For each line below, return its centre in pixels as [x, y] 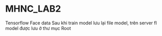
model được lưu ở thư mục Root [38, 28]
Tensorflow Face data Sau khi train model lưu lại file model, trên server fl [81, 23]
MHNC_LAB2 [33, 9]
